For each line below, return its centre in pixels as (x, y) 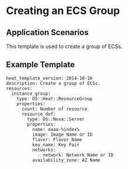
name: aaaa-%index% (56, 129)
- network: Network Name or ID (75, 155)
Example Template (40, 65)
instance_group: (31, 94)
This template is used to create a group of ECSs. (64, 46)
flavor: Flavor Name (57, 139)
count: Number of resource (54, 109)
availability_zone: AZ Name (66, 160)
